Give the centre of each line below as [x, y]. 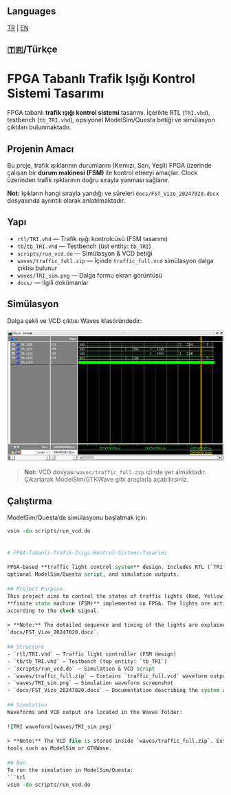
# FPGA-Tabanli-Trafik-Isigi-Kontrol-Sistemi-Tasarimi [87, 552]
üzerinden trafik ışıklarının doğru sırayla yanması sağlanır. [88, 180]
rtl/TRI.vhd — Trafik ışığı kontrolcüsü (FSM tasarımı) [92, 238]
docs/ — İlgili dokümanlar [53, 282]
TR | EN [18, 27]
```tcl [16, 777]
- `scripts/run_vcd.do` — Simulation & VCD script [81, 669]
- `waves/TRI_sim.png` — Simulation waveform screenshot [90, 683]
